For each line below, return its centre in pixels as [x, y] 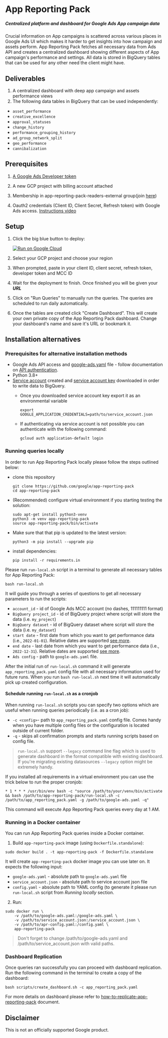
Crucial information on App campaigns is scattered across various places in [83, 36]
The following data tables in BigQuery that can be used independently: [85, 101]
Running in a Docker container [43, 822]
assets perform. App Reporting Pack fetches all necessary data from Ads [81, 47]
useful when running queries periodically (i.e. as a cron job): [67, 710]
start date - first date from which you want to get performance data [83, 635]
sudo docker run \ [24, 912]
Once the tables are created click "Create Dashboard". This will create [85, 313]
